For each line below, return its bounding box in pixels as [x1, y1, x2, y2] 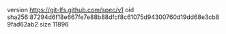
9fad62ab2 [7, 20, 39, 28]
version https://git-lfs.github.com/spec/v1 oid [7, 6, 135, 14]
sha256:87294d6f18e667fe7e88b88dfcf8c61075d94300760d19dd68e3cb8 [7, 13, 220, 21]
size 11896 [40, 20, 70, 28]
